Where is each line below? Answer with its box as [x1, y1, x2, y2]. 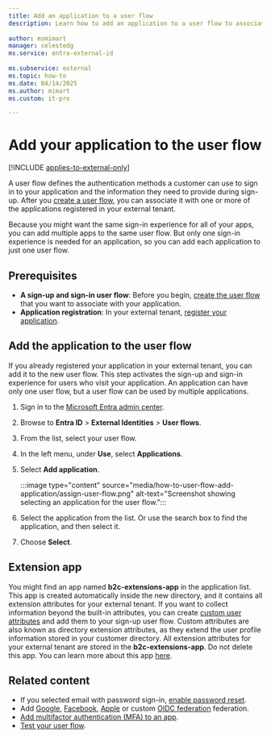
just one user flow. [8, 245, 70, 255]
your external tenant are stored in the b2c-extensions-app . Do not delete [8, 642, 253, 652]
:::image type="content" [19, 480, 101, 490]
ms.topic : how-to [8, 72, 67, 80]
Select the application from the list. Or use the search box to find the [19, 513, 248, 523]
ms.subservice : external [8, 65, 92, 73]
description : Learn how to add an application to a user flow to [8, 19, 232, 27]
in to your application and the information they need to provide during [8, 187, 240, 197]
